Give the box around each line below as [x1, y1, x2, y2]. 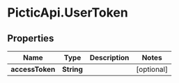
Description [89, 53, 130, 62]
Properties [7, 33, 54, 44]
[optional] [135, 64, 169, 74]
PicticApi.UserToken [7, 5, 129, 21]
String [62, 64, 84, 74]
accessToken [10, 64, 56, 74]
